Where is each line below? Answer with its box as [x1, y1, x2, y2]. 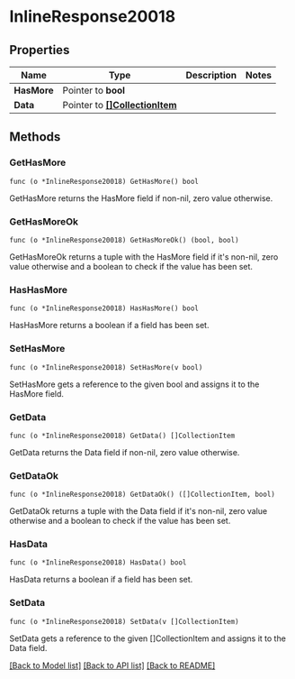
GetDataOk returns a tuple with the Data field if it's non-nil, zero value [9, 506, 268, 517]
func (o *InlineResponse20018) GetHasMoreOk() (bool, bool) [9, 235, 240, 244]
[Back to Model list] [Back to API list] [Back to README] [9, 660, 216, 671]
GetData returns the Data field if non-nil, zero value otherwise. [9, 446, 240, 457]
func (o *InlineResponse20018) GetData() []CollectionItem [9, 431, 236, 440]
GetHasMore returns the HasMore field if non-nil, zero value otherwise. [9, 192, 273, 204]
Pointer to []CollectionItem [62, 99, 177, 111]
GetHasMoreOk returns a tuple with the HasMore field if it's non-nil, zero [9, 251, 279, 262]
